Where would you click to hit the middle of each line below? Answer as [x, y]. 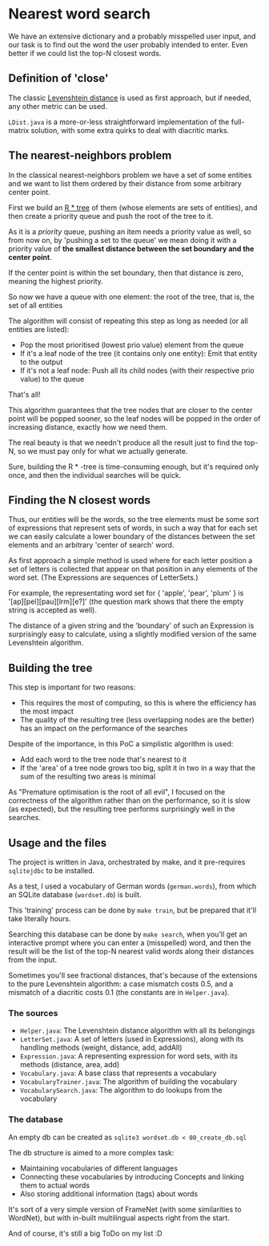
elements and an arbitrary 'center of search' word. [91, 545]
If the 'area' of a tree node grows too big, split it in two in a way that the [138, 768]
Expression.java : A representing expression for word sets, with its [129, 1056]
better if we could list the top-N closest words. [85, 53]
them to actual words [55, 1185]
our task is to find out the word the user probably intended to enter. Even [128, 44]
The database [36, 1119]
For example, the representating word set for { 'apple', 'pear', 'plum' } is [126, 593]
